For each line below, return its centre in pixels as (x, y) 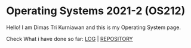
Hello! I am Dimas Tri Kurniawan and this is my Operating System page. (93, 27)
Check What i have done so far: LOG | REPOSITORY (70, 39)
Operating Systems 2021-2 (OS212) (96, 11)
